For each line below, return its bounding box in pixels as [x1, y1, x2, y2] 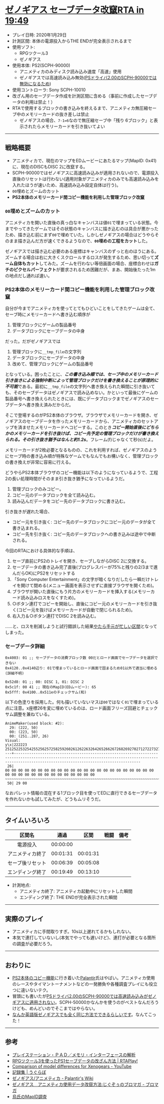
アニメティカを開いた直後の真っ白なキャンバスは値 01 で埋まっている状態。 [5, 220, 154, 226]
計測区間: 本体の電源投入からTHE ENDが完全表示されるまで [12, 38, 132, 44]
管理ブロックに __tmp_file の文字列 [12, 349, 82, 354]
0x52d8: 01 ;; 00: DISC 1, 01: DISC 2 [5, 679, 84, 684]
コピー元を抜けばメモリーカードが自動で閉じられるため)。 [18, 607, 136, 613]
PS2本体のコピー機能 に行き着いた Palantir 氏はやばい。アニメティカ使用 [12, 975, 155, 981]
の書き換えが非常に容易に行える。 [5, 459, 74, 465]
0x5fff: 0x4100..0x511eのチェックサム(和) [5, 689, 87, 695]
